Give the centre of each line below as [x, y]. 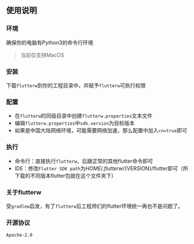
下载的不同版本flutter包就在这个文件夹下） [66, 176]
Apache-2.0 [19, 235]
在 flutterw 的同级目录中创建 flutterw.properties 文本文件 [84, 116]
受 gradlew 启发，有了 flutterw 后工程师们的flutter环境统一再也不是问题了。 [95, 206]
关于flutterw [24, 192]
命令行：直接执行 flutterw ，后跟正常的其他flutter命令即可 [84, 161]
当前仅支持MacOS [42, 55]
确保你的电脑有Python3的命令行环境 [50, 42]
